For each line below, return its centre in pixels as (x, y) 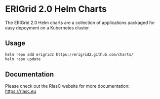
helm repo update (23, 59)
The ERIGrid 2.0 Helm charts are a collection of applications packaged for (80, 23)
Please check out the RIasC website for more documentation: (67, 86)
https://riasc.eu (21, 91)
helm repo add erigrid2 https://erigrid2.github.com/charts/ (69, 54)
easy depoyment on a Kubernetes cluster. (48, 27)
